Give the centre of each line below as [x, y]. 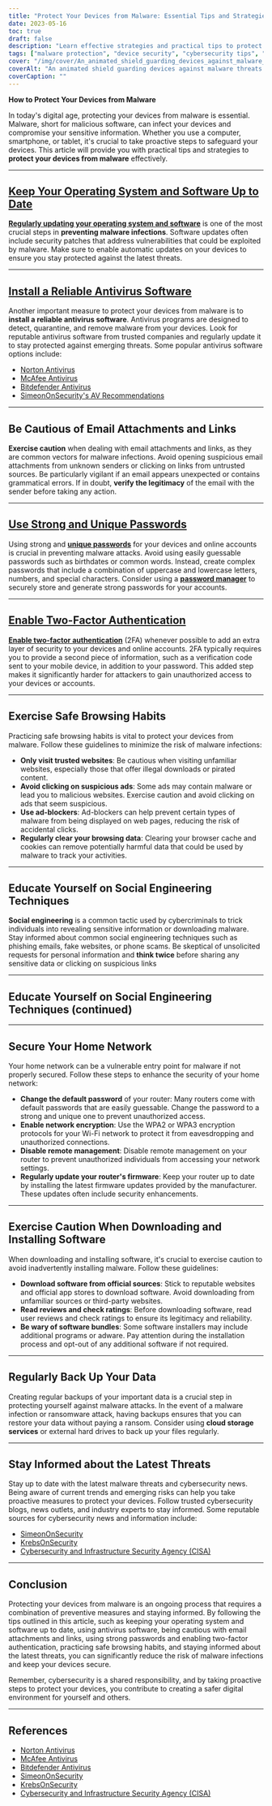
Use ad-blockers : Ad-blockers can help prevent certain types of [128, 812]
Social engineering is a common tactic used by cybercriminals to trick [125, 920]
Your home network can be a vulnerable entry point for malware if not [125, 1065]
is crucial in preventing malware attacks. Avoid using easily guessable [125, 552]
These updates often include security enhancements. [109, 1194]
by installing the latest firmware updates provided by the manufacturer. [138, 1185]
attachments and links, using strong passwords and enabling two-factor [128, 1639]
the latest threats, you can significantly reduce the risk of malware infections [136, 1656]
